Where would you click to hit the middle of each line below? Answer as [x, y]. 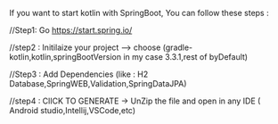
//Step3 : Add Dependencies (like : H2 [79, 74]
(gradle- [178, 47]
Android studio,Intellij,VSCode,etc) [73, 110]
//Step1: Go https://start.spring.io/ [71, 30]
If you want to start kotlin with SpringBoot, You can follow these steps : [139, 13]
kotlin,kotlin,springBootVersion [65, 57]
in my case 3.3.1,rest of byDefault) [185, 57]
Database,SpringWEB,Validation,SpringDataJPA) [98, 83]
